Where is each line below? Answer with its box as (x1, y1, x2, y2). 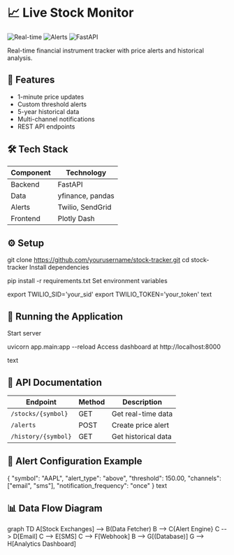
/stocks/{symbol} (10, 410, 68, 417)
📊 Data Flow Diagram (7, 503, 103, 514)
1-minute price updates (17, 92, 85, 101)
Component (10, 168, 51, 178)
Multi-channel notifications (17, 115, 96, 123)
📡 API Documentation (7, 376, 103, 388)
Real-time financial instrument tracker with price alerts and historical (7, 46, 205, 55)
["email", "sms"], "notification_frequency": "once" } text (7, 481, 168, 489)
